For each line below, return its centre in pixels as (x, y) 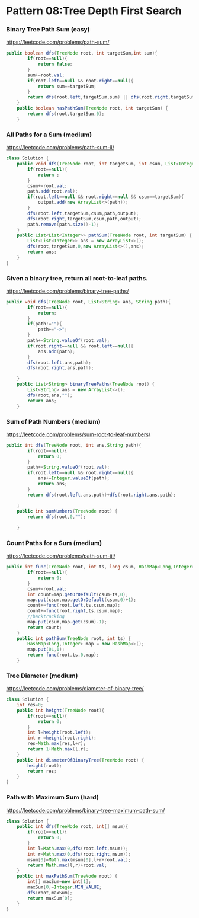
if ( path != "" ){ (45, 324)
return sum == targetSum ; (67, 86)
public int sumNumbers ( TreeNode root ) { (67, 511)
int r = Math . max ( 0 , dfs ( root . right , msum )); (79, 854)
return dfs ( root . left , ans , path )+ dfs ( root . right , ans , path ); (102, 495)
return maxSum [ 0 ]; (50, 898)
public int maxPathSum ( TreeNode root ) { (67, 876)
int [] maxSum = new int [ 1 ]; (60, 882)
